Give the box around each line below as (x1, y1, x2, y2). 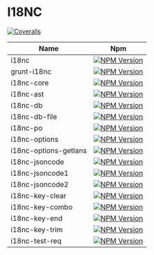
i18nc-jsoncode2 (10, 179, 69, 189)
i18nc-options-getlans (10, 145, 87, 155)
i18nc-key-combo (10, 202, 73, 212)
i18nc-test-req (10, 236, 62, 245)
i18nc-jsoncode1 (10, 168, 69, 178)
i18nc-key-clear (10, 190, 67, 200)
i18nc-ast (10, 89, 44, 99)
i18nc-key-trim (10, 224, 63, 234)
